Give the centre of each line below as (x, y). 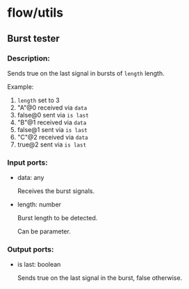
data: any (31, 178)
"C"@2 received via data (52, 137)
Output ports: (31, 249)
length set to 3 (39, 100)
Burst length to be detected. (57, 218)
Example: (20, 86)
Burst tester (34, 39)
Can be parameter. (44, 231)
